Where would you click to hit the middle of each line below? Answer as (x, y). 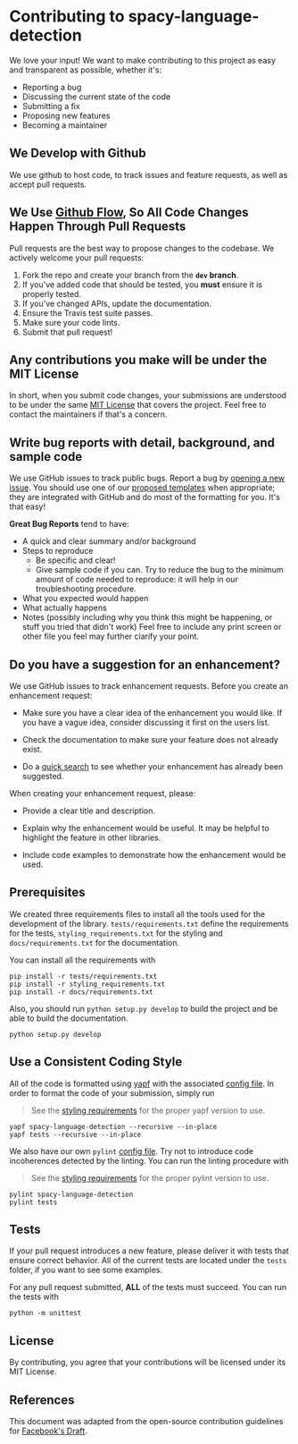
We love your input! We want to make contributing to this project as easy (143, 60)
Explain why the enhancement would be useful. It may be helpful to (145, 828)
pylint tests (33, 1202)
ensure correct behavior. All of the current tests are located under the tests (148, 1261)
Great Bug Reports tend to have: (69, 524)
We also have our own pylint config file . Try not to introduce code (132, 1151)
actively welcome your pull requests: (77, 258)
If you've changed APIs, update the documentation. (117, 303)
